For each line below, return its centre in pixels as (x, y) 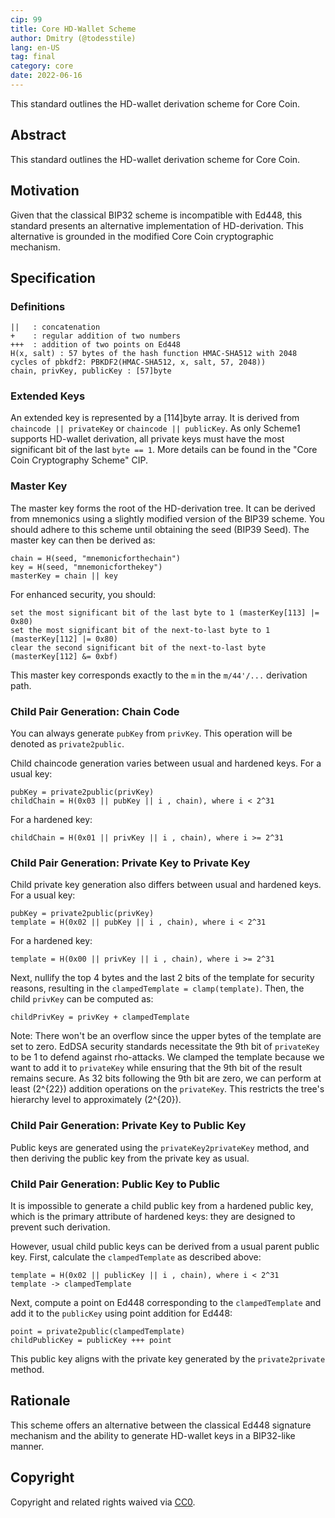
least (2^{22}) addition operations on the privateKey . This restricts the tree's (167, 1089)
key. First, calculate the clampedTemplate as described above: (136, 1257)
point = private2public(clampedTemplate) (98, 1331)
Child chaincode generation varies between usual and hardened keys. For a (166, 763)
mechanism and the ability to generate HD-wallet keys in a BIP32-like (153, 1435)
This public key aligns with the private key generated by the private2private (168, 1358)
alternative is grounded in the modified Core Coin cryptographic (142, 236)
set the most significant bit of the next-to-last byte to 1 (140, 630)
